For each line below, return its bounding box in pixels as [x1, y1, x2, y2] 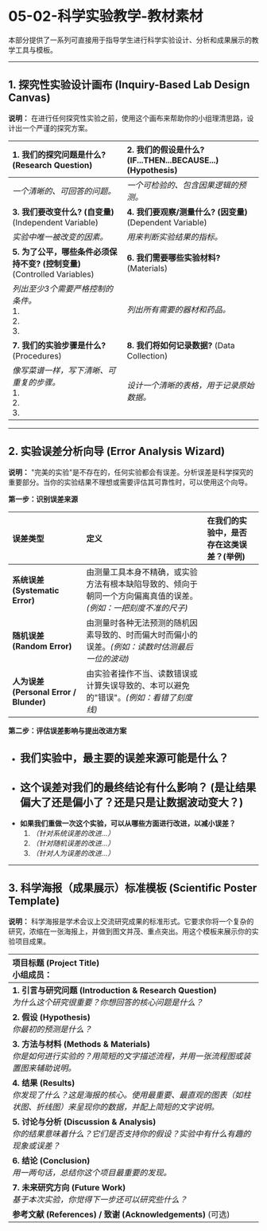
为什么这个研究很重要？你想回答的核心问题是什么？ [12, 997, 204, 1008]
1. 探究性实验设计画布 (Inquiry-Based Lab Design [8, 78, 250, 92]
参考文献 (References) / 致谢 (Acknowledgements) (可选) [12, 1209, 230, 1220]
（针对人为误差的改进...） [31, 848, 115, 857]
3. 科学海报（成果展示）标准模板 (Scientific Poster [8, 881, 257, 895]
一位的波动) [86, 653, 130, 664]
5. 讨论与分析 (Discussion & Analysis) [12, 1116, 157, 1127]
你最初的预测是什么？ [12, 1023, 93, 1034]
